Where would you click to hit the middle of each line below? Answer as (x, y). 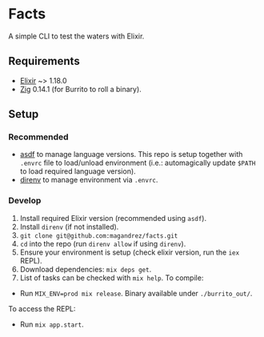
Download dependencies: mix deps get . (86, 269)
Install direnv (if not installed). (69, 227)
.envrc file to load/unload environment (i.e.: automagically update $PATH (138, 163)
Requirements (44, 61)
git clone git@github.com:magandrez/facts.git (99, 236)
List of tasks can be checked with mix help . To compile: (112, 278)
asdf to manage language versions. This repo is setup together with (131, 154)
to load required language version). (78, 171)
